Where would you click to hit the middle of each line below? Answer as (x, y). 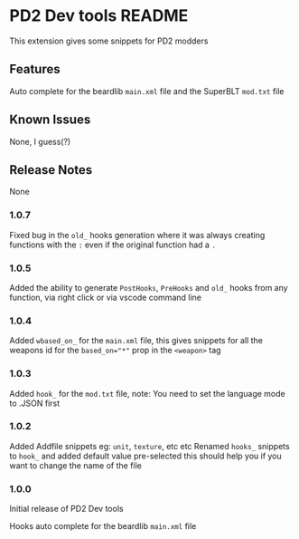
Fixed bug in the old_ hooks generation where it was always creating (137, 235)
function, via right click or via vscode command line (105, 297)
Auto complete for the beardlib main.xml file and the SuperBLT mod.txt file (147, 91)
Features (35, 69)
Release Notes (51, 170)
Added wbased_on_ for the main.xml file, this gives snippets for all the (136, 341)
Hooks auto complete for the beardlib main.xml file (103, 526)
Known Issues (50, 120)
